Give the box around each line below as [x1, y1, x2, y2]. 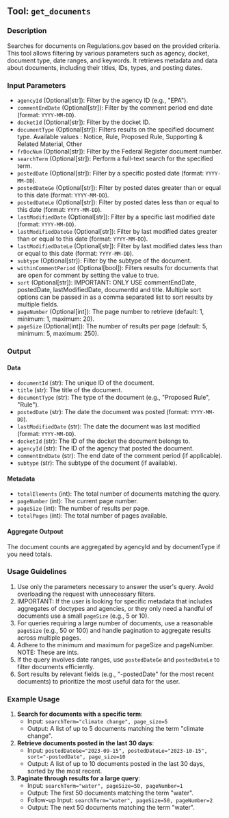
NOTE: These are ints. [16, 648, 79, 656]
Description [7, 26, 47, 36]
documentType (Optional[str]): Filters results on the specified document [16, 125, 214, 133]
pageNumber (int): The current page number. [16, 497, 139, 505]
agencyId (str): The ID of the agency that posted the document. [16, 444, 194, 453]
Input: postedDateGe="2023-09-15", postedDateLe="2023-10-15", [27, 747, 208, 755]
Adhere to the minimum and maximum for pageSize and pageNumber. [16, 640, 214, 649]
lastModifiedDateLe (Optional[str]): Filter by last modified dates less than [16, 241, 223, 250]
